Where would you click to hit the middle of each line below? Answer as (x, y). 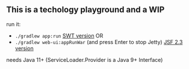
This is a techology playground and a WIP (85, 10)
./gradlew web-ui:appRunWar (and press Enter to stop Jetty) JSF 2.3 (99, 42)
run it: (14, 24)
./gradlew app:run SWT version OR (59, 36)
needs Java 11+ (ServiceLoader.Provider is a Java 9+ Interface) (85, 59)
